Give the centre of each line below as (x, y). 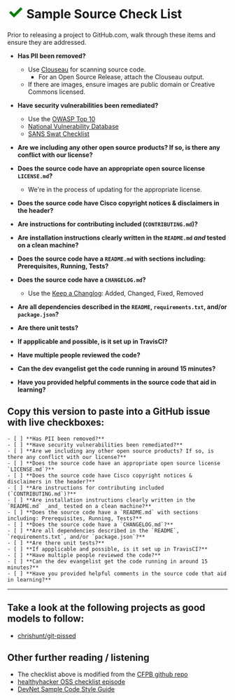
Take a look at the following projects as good (106, 608)
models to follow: (46, 619)
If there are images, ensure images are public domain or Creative (121, 84)
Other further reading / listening (78, 658)
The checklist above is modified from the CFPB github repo (102, 674)
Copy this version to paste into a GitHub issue (109, 412)
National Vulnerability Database (73, 126)
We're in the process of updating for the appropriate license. (115, 189)
